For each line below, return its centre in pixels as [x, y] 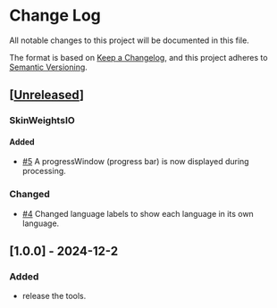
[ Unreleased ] [47, 95]
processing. [44, 171]
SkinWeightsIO [42, 121]
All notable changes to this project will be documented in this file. [130, 40]
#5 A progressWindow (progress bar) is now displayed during [135, 162]
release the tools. [54, 296]
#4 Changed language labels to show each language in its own [138, 213]
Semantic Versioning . [48, 67]
